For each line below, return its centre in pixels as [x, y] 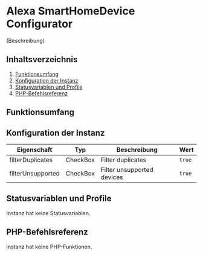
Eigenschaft [35, 150]
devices [112, 177]
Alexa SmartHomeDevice [71, 11]
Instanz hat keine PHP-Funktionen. [49, 247]
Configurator [40, 24]
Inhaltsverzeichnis [42, 59]
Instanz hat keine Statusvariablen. [48, 213]
